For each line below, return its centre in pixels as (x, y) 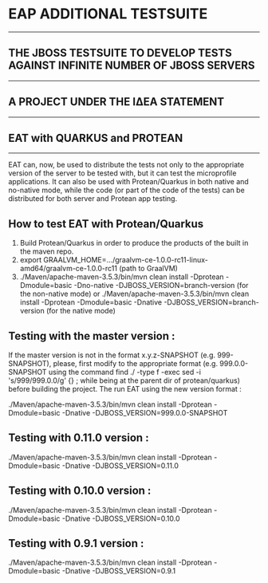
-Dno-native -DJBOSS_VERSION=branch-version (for (161, 286)
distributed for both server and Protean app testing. (93, 199)
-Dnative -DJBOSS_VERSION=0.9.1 (119, 571)
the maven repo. (47, 251)
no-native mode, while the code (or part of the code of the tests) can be (126, 190)
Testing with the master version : (92, 336)
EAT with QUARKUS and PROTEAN (96, 138)
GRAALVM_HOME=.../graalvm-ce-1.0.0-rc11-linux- (126, 260)
